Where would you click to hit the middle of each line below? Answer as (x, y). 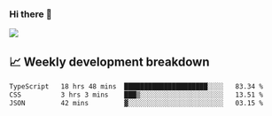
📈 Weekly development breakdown (109, 62)
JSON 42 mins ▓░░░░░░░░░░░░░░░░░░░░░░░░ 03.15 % (136, 103)
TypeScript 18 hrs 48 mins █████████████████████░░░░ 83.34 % (136, 87)
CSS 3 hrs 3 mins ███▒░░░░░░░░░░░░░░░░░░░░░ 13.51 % (136, 95)
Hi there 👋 (31, 14)
